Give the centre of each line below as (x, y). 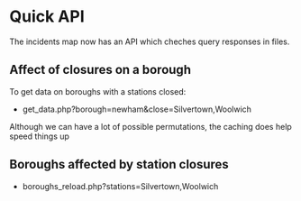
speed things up (40, 136)
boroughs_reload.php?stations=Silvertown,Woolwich (120, 186)
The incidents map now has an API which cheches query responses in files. (150, 41)
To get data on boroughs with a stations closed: (98, 91)
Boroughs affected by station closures (119, 164)
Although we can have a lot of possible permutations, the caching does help (151, 126)
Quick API (47, 17)
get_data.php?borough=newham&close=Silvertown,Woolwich (137, 109)
